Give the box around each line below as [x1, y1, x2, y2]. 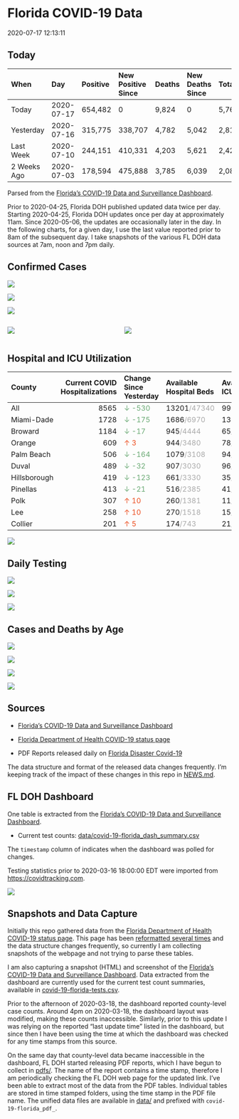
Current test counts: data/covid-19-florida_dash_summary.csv [17, 831, 200, 839]
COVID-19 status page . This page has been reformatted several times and [7, 934, 224, 942]
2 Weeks [11, 162, 41, 172]
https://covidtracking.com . [7, 873, 85, 882]
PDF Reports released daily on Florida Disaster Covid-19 [17, 749, 183, 757]
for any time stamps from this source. [7, 1037, 117, 1046]
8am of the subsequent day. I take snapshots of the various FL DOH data [7, 233, 221, 241]
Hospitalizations [60, 387, 117, 396]
